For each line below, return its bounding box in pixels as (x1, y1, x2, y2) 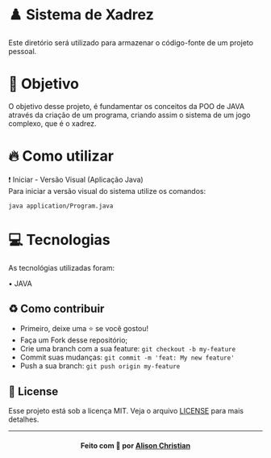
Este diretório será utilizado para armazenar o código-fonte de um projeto (8, 37, 254, 48)
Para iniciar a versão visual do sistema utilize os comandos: (8, 186, 206, 195)
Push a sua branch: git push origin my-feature (19, 361, 181, 371)
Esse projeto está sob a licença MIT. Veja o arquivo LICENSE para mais (8, 406, 244, 416)
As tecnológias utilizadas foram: (8, 263, 115, 272)
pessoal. (8, 46, 37, 56)
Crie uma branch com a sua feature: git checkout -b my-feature (19, 344, 236, 354)
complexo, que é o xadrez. (8, 118, 97, 128)
